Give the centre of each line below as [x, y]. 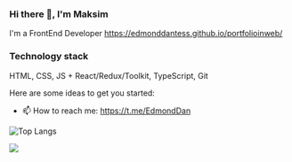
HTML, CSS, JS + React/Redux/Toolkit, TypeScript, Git [109, 75]
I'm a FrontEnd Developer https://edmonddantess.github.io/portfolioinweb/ [146, 34]
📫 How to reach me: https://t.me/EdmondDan [106, 111]
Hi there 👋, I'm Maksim [59, 14]
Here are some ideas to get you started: [82, 93]
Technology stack [49, 57]
